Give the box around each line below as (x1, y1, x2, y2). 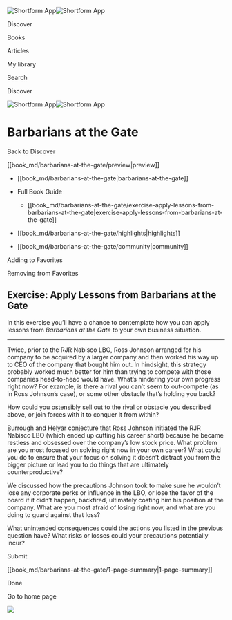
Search (7, 73, 28, 82)
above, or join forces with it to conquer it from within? (7, 410, 159, 418)
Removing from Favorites (7, 269, 79, 277)
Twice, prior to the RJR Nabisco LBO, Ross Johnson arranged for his (7, 346, 202, 354)
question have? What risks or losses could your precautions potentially (7, 531, 209, 539)
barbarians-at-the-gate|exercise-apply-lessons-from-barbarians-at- (27, 208, 223, 216)
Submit (7, 552, 28, 560)
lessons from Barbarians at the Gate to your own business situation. (7, 326, 202, 334)
